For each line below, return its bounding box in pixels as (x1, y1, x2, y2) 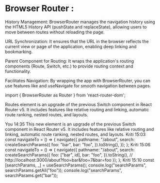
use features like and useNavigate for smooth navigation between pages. (5, 83, 151, 88)
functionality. (5, 68, 32, 74)
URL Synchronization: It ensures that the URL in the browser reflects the (5, 38, 149, 44)
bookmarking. (5, 49, 33, 55)
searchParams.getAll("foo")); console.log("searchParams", (5, 167, 123, 173)
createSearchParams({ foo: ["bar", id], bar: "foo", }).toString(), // (5, 152, 133, 157)
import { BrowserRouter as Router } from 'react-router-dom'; (5, 92, 126, 98)
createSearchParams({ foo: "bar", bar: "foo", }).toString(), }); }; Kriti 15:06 (5, 141, 151, 147)
